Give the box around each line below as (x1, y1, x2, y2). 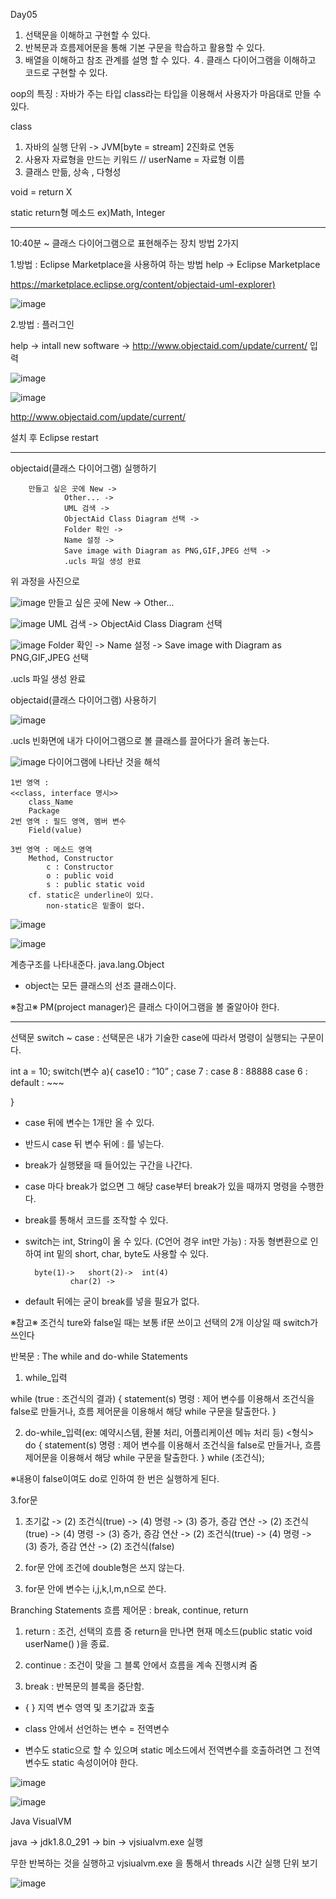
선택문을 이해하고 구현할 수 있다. (24, 29, 151, 41)
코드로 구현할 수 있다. (24, 67, 108, 78)
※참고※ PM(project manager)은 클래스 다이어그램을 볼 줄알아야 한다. (10, 1001, 280, 1013)
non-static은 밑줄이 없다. (46, 901, 146, 911)
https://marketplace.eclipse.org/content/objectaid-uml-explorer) (10, 279, 276, 290)
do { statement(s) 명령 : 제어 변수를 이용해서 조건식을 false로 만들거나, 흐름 (24, 1439, 322, 1451)
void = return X (10, 186, 73, 198)
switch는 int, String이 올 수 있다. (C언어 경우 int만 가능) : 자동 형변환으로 (24, 1235, 308, 1247)
